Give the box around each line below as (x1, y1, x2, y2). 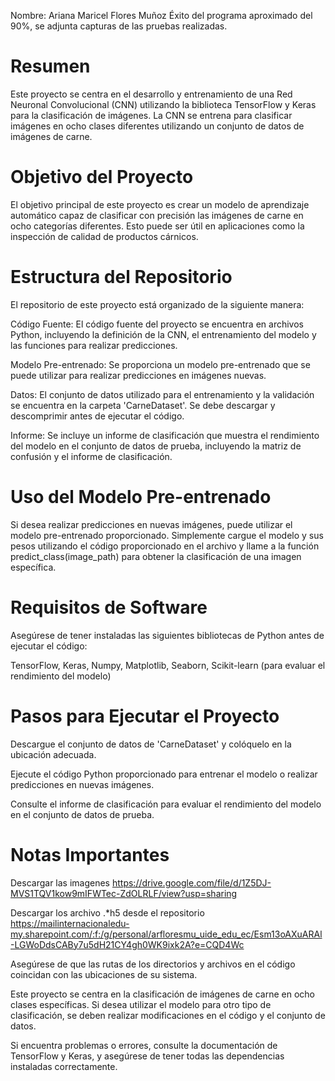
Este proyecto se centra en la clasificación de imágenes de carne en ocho (10, 988, 315, 1000)
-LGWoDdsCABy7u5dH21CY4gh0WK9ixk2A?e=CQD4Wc (10, 938, 245, 950)
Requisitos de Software (10, 596, 208, 619)
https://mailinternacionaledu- (10, 917, 130, 929)
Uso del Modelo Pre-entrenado (10, 486, 272, 508)
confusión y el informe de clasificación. (10, 450, 173, 462)
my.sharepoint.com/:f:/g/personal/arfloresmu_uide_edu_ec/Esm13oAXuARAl (10, 928, 323, 940)
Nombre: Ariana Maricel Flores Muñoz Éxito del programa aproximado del (10, 10, 313, 21)
